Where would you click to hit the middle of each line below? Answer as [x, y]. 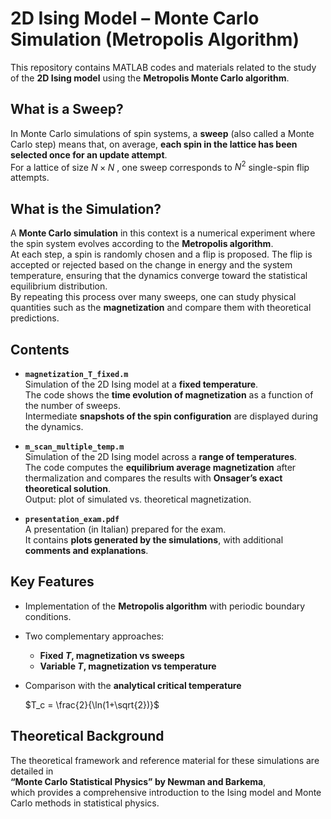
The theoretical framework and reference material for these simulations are [165, 760]
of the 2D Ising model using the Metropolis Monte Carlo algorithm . [150, 78]
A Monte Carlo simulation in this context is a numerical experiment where [163, 233]
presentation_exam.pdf [72, 520]
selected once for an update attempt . [89, 154]
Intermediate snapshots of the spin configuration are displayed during [171, 416]
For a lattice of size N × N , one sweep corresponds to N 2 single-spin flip [160, 166]
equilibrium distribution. [59, 286]
